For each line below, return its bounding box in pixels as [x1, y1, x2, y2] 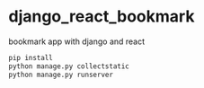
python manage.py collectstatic [8, 61, 129, 71]
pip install [8, 53, 53, 62]
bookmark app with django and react [8, 36, 146, 47]
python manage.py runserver [8, 70, 114, 79]
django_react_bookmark [8, 6, 195, 27]
